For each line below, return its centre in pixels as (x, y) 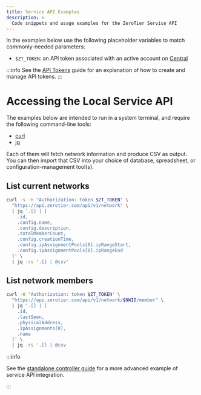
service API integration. (35, 375)
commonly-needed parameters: (46, 47)
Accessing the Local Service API (90, 101)
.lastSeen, (31, 317)
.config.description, (44, 228)
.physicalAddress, (40, 322)
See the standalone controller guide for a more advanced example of (92, 368)
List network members (50, 281)
